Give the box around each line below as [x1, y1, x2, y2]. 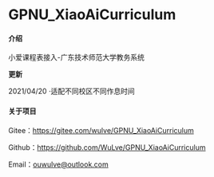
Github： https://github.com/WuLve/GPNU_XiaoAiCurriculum [8, 142, 206, 152]
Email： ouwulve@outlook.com [8, 159, 109, 169]
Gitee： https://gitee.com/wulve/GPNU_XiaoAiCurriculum [8, 125, 194, 135]
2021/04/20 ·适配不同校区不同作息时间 [8, 86, 135, 96]
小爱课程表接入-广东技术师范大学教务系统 [8, 53, 145, 62]
